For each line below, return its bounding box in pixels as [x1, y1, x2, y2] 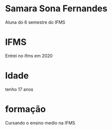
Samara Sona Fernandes [5, 3, 108, 14]
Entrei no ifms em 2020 [5, 53, 53, 59]
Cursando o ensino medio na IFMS [5, 120, 75, 126]
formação [5, 104, 46, 115]
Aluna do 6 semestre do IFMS [5, 19, 66, 25]
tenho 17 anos [5, 86, 34, 92]
